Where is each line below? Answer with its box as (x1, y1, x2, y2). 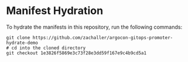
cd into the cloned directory (11, 45, 86, 51)
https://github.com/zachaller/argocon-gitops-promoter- (32, 35, 173, 40)
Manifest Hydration (6, 4, 103, 18)
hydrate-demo (6, 40, 38, 46)
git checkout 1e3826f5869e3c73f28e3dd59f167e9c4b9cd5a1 (6, 50, 147, 56)
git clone (6, 35, 31, 40)
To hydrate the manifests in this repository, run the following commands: (6, 23, 183, 30)
